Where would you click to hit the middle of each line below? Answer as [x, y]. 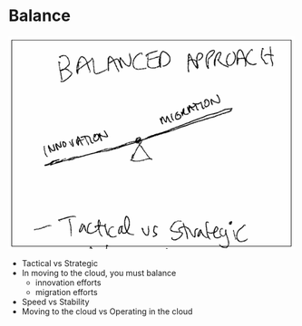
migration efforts [66, 292]
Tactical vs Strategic [60, 263]
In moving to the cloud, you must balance [99, 273]
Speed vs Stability [55, 302]
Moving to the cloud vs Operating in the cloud [107, 311]
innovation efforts [68, 283]
